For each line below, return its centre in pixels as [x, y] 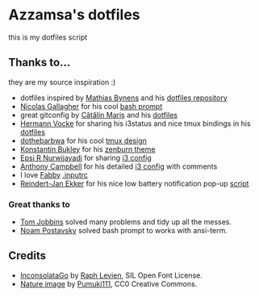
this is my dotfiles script [48, 37]
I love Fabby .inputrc [54, 174]
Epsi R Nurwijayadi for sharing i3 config [86, 157]
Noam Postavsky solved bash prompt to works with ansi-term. [123, 231]
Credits [27, 256]
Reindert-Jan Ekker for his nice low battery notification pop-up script [134, 183]
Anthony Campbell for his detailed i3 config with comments [119, 166]
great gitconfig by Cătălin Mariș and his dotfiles [98, 115]
